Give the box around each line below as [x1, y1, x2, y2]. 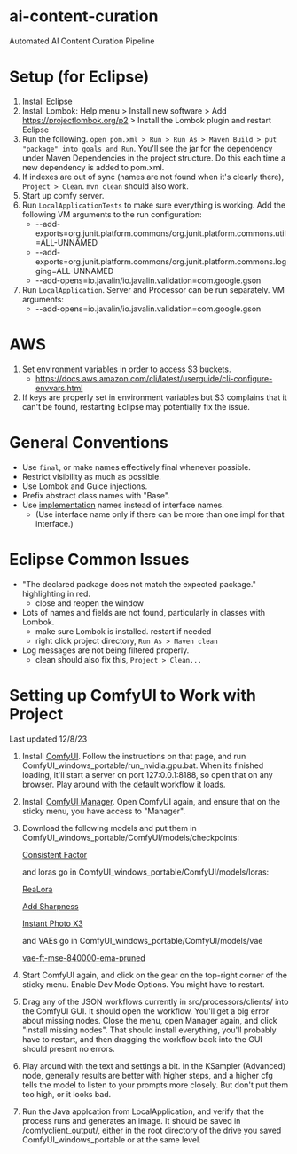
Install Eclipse [21, 96, 73, 106]
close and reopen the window [35, 597, 145, 608]
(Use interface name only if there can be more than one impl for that [35, 508, 285, 520]
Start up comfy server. [21, 190, 105, 200]
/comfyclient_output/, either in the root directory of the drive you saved [21, 1125, 282, 1135]
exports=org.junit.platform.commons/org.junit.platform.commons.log [35, 255, 287, 267]
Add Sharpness [21, 900, 79, 911]
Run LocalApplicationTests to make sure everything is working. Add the [21, 200, 286, 210]
